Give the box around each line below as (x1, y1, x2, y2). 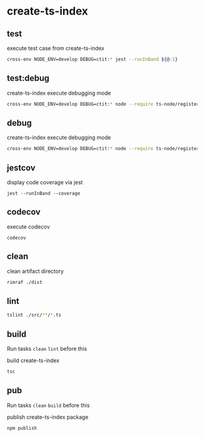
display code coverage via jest (7, 179, 84, 186)
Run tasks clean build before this (7, 401, 90, 408)
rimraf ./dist (7, 279, 43, 285)
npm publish (7, 425, 37, 431)
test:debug (7, 73, 50, 83)
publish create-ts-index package (7, 413, 88, 421)
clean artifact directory (7, 267, 64, 275)
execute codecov (7, 223, 50, 230)
